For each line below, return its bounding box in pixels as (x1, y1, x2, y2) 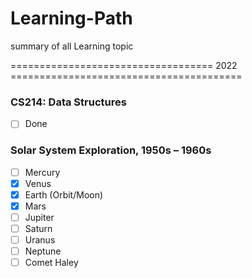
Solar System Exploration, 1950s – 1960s (10, 143, 212, 157)
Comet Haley (24, 257, 79, 269)
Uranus (24, 233, 56, 246)
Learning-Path (10, 7, 133, 30)
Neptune (24, 245, 62, 257)
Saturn (24, 222, 53, 234)
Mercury (24, 166, 61, 178)
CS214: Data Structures (10, 95, 127, 109)
